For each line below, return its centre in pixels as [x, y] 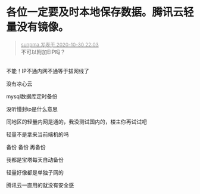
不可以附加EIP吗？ [43, 52]
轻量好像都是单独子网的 [35, 172]
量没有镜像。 [38, 27]
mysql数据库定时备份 [32, 96]
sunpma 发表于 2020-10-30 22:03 [60, 44]
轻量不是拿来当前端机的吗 [37, 134]
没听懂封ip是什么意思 [32, 109]
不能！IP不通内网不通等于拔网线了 [48, 71]
